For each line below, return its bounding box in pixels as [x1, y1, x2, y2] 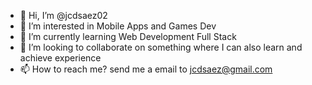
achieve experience [19, 52, 102, 64]
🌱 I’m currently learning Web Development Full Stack [19, 31, 237, 42]
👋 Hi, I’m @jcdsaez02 [19, 10, 108, 21]
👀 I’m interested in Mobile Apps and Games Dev [19, 20, 217, 32]
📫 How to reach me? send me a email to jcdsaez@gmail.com [19, 63, 273, 75]
